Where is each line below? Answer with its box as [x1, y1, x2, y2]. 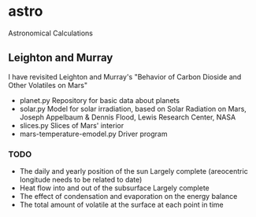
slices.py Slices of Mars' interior [19, 120, 124, 130]
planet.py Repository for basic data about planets [19, 95, 180, 105]
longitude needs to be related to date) [19, 175, 143, 185]
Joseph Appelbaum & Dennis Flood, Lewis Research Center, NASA [19, 112, 236, 122]
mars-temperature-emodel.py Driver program [19, 129, 168, 138]
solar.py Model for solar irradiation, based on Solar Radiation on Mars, [19, 104, 247, 113]
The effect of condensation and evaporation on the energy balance [19, 192, 238, 201]
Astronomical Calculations [8, 28, 93, 38]
